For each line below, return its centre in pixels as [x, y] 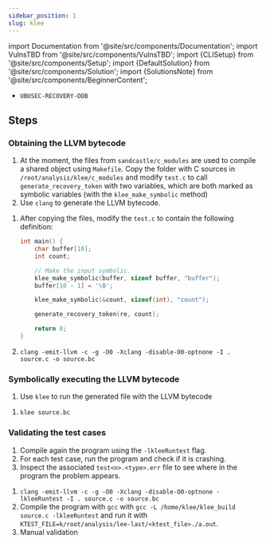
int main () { [41, 242]
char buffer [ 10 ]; [63, 249]
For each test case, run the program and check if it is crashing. [123, 458]
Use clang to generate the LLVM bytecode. [90, 203]
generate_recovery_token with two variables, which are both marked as [136, 186]
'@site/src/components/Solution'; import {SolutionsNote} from [111, 71]
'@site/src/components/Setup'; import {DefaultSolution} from [109, 63]
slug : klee [26, 23]
